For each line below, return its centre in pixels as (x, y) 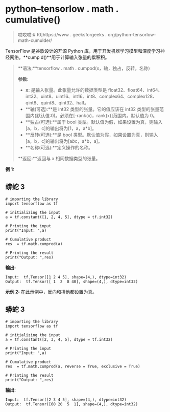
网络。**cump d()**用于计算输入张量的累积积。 (59, 57)
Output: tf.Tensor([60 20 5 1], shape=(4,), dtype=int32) (72, 404)
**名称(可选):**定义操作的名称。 (59, 147)
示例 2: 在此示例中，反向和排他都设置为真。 (51, 292)
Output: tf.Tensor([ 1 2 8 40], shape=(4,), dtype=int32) (72, 281)
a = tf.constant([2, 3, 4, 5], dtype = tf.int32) (59, 339)
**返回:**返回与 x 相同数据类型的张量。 (59, 158)
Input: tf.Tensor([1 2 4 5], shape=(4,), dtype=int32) (66, 277)
